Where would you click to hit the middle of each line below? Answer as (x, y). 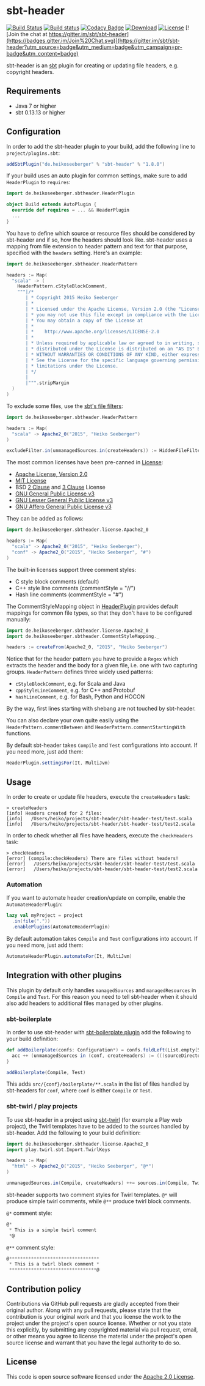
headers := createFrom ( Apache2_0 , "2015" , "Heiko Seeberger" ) (87, 647)
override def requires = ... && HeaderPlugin (71, 210)
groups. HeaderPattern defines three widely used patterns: (80, 672)
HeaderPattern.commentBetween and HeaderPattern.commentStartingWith (96, 727)
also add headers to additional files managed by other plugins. (85, 1003)
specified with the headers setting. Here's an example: (74, 253)
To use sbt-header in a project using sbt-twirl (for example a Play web (94, 1119)
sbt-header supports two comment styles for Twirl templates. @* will (92, 1195)
